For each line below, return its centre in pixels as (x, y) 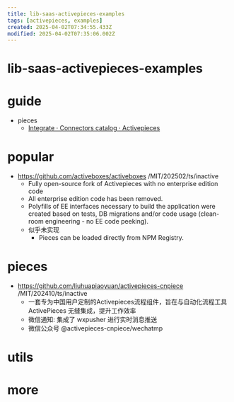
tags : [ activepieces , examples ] (55, 21)
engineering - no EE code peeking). (97, 222)
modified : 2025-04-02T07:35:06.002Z (61, 34)
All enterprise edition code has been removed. (95, 199)
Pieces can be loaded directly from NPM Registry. (111, 238)
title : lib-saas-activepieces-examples (66, 14)
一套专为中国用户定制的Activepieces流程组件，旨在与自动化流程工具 (128, 302)
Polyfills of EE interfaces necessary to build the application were (122, 207)
